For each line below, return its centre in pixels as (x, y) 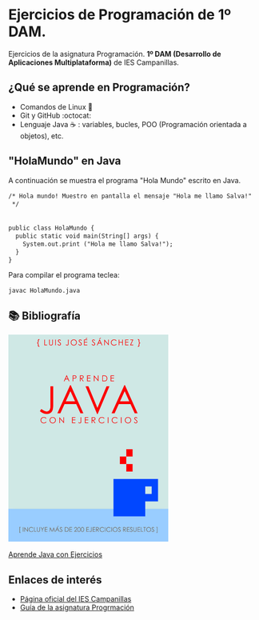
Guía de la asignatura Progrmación (77, 608)
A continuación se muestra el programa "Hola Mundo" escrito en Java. (125, 180)
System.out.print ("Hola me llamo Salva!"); (98, 244)
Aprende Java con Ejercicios (55, 554)
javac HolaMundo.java (44, 290)
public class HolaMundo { (51, 228)
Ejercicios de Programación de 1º (120, 15)
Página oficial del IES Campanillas (76, 599)
